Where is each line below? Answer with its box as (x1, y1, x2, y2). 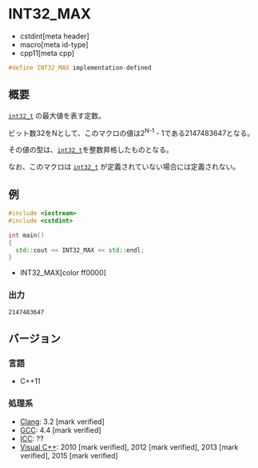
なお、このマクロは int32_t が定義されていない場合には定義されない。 (8, 162, 240, 172)
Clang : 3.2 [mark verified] (19, 417, 105, 426)
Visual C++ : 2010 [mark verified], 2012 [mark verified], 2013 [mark (19, 442, 239, 452)
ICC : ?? (19, 434, 44, 443)
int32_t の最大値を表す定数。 (8, 110, 106, 120)
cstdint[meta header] (19, 31, 89, 41)
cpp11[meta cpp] (19, 48, 74, 58)
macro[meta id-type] (19, 39, 89, 49)
